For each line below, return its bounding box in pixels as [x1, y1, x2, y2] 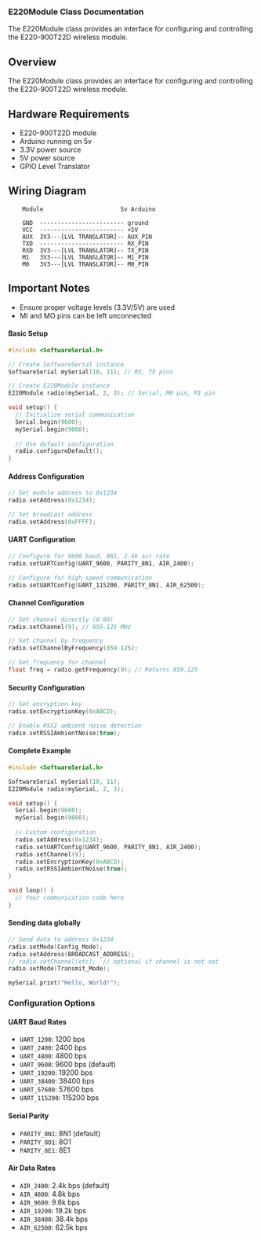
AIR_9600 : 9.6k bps [19, 1198, 80, 1207]
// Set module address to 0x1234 [8, 489, 118, 497]
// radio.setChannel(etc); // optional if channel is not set [8, 958, 219, 966]
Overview [8, 55, 57, 68]
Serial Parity [8, 1111, 49, 1120]
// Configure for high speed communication [8, 573, 153, 582]
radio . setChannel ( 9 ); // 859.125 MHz [8, 623, 132, 631]
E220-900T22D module [19, 128, 97, 138]
